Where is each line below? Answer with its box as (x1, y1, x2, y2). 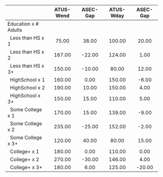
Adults (7, 27, 22, 33)
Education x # (7, 20, 39, 27)
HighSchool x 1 (10, 76, 45, 83)
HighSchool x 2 (10, 85, 45, 91)
